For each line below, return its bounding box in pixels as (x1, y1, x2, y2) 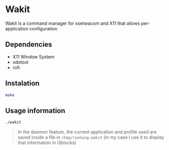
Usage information (5, 106, 66, 115)
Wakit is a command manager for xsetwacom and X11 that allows (5, 20, 140, 26)
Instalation (5, 79, 39, 88)
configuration (29, 25, 58, 31)
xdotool (12, 59, 29, 65)
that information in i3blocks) (17, 140, 77, 146)
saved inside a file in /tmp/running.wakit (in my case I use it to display (17, 134, 164, 140)
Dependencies (5, 40, 52, 49)
